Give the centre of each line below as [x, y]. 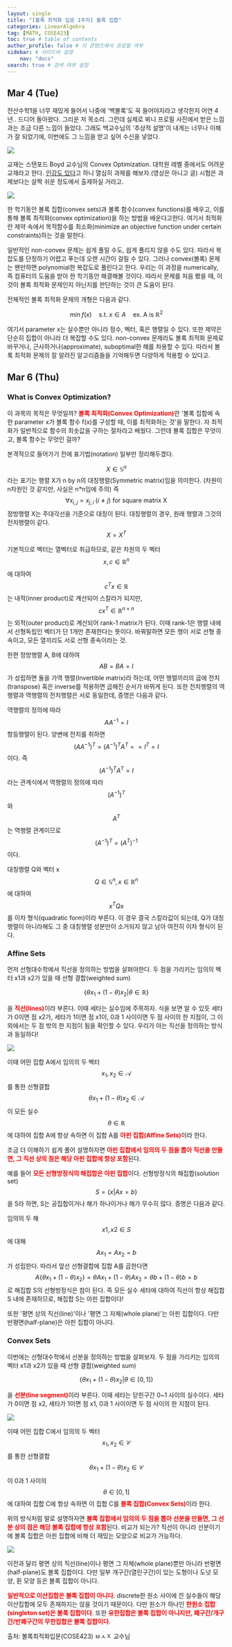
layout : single [29, 14]
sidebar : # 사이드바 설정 [40, 53]
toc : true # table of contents [52, 39]
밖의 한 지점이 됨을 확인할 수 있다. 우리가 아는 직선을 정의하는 [128, 1025]
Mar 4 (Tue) [33, 93]
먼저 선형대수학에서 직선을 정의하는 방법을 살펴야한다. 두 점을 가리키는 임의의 [111, 969]
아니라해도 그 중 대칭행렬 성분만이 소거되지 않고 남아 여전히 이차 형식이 [121, 926]
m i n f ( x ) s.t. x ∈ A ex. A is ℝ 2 [116, 314]
